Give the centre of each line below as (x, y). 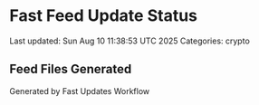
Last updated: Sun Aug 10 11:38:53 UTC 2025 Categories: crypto (130, 41)
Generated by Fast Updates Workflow (80, 91)
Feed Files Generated (71, 69)
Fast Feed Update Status (103, 16)
